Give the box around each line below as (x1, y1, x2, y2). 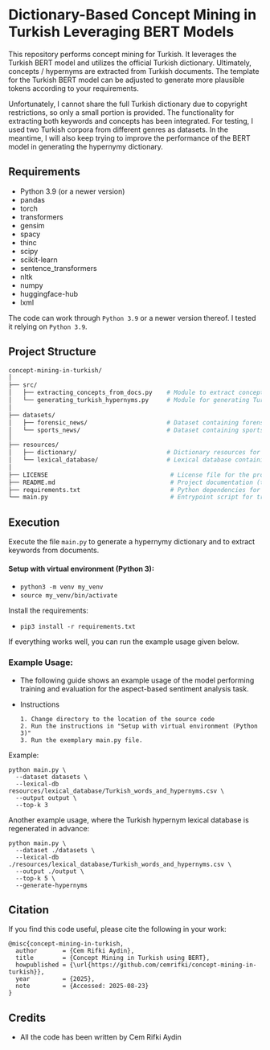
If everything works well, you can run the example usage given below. (8, 637, 239, 646)
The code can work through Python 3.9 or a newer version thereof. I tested (8, 313, 256, 322)
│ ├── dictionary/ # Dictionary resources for (8, 449, 261, 457)
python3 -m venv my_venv (19, 583, 104, 592)
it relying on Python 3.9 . (8, 322, 88, 331)
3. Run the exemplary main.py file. (19, 736, 143, 744)
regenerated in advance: (8, 823, 90, 833)
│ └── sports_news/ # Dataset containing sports (8, 426, 264, 434)
